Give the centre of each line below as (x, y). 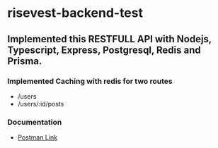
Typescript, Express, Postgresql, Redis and (104, 50)
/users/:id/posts (41, 104)
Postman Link (38, 137)
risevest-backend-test (75, 13)
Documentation (35, 122)
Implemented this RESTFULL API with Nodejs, (110, 39)
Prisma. (25, 61)
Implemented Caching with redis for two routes (90, 81)
